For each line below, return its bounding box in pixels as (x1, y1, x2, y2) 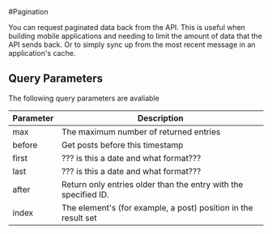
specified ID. (61, 189, 109, 200)
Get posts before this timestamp (61, 139, 184, 151)
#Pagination (8, 7, 49, 16)
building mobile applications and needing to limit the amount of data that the (8, 32, 263, 40)
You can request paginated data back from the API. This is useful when (8, 23, 245, 32)
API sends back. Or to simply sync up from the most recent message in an (8, 40, 257, 49)
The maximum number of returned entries (61, 126, 221, 137)
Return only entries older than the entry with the (61, 178, 244, 189)
